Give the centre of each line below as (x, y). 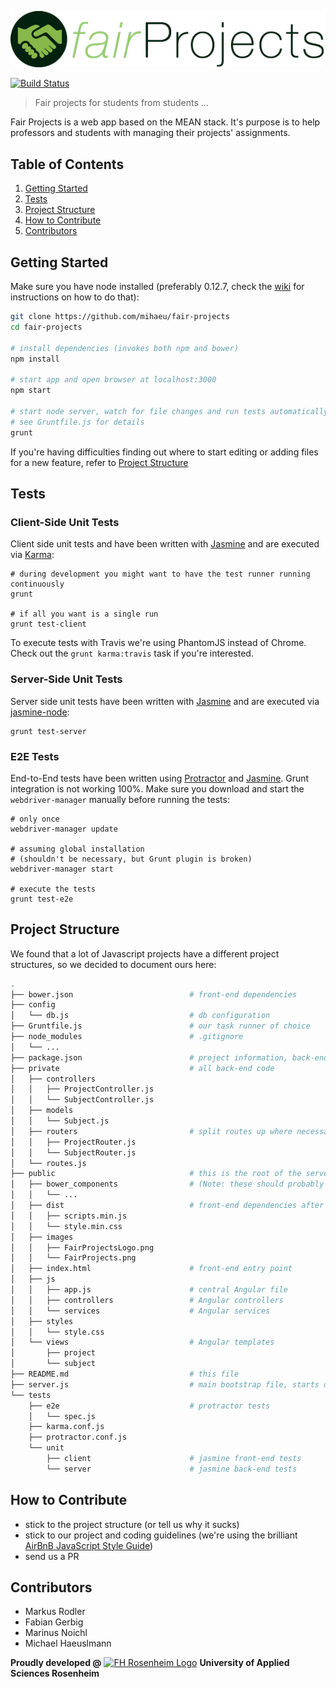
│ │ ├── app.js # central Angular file (149, 1290)
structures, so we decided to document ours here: (113, 964)
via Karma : (32, 555)
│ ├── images (42, 1237)
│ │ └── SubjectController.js (82, 1100)
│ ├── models (42, 1111)
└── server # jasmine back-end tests (172, 1469)
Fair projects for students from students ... (121, 103)
